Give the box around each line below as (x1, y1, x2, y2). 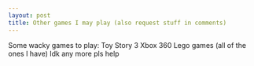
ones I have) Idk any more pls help (8, 49, 120, 58)
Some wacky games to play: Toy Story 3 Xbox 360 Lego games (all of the (8, 40, 246, 49)
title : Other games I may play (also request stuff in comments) (8, 19, 226, 27)
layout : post (8, 11, 51, 20)
